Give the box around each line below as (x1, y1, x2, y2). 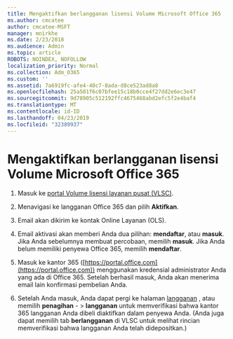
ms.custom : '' (7, 75, 49, 83)
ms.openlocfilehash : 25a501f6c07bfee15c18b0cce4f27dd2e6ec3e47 (7, 88, 197, 95)
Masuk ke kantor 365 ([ (17, 258, 86, 267)
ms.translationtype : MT (7, 102, 77, 109)
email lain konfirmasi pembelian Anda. (17, 281, 128, 289)
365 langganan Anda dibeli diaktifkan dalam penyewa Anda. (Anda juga (17, 309, 225, 317)
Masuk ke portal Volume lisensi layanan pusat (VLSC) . (17, 189, 174, 198)
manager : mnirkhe (7, 29, 58, 37)
